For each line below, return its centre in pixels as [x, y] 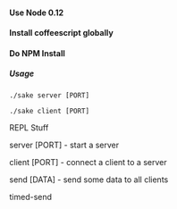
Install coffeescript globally [61, 33]
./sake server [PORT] [50, 95]
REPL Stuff [29, 127]
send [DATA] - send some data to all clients [89, 180]
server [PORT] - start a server [64, 145]
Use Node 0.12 [37, 13]
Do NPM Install [37, 53]
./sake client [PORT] [50, 111]
